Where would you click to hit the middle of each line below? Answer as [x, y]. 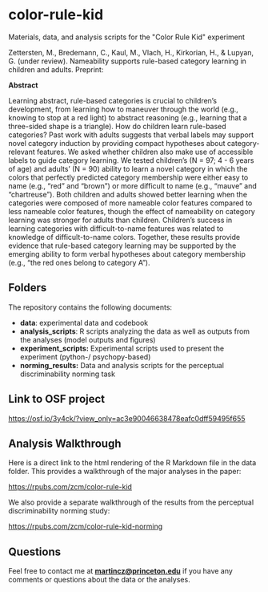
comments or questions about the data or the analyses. [99, 580]
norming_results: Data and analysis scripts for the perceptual [122, 365]
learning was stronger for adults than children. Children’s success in [120, 220]
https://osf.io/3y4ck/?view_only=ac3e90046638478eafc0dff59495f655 [127, 418]
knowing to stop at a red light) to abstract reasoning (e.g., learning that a [128, 117]
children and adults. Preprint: [56, 69]
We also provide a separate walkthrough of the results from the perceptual [131, 502]
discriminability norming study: [59, 511]
